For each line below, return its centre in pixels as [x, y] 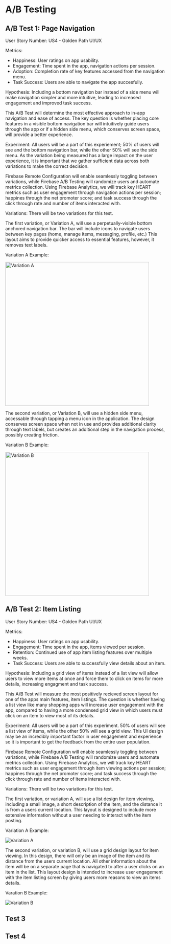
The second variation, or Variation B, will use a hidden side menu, [74, 413]
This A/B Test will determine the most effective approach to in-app [75, 113]
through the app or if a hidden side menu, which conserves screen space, [83, 129]
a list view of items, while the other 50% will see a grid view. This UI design [84, 731]
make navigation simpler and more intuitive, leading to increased [73, 97]
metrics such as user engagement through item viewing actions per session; [86, 768]
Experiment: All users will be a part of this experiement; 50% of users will [82, 145]
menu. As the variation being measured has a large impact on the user [79, 155]
